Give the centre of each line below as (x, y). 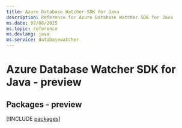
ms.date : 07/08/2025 (32, 23)
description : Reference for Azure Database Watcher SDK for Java (89, 17)
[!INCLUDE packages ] (33, 119)
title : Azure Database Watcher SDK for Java (63, 12)
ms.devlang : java (28, 34)
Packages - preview (44, 104)
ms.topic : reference (32, 29)
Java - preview (44, 82)
